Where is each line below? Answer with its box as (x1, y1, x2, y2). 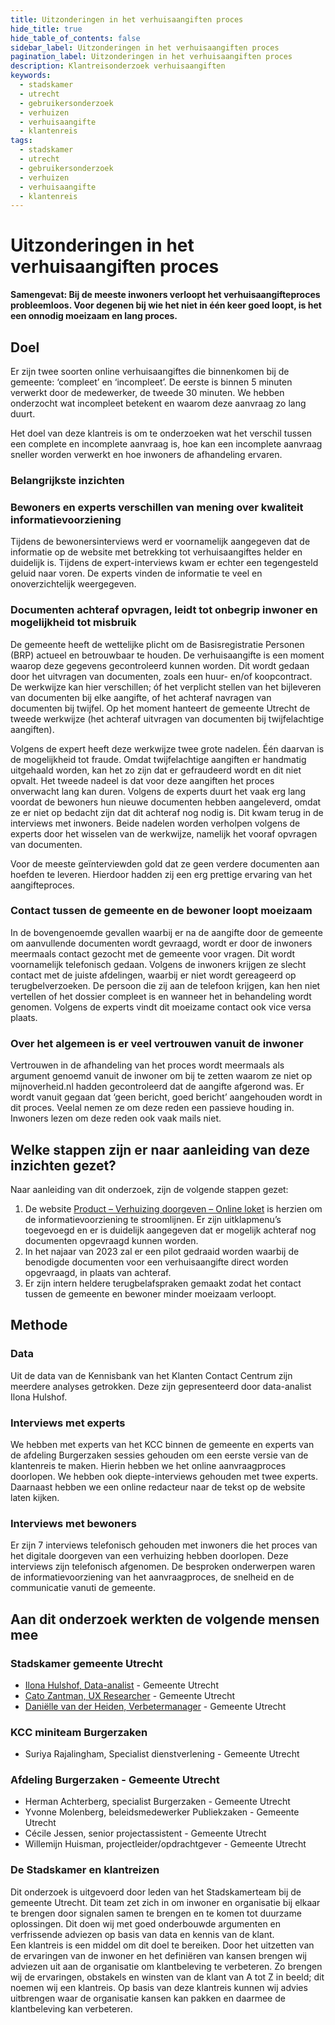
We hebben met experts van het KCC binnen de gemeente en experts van (10, 1438, 315, 1450)
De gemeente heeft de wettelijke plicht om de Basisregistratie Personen (10, 638, 305, 650)
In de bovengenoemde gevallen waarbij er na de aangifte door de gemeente (10, 926, 323, 938)
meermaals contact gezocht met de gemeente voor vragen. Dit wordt (10, 947, 296, 960)
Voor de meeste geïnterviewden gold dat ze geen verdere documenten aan (10, 857, 320, 870)
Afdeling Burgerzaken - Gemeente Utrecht (10, 1773, 220, 1787)
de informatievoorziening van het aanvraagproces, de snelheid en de (10, 1571, 295, 1583)
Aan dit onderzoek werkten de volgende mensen (10, 1611, 320, 1628)
